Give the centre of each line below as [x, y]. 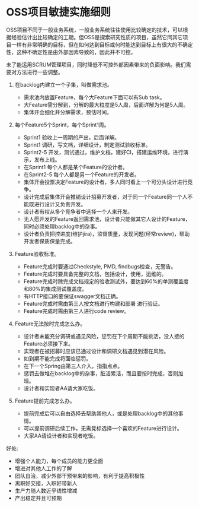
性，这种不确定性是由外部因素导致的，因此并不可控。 [71, 52]
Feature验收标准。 [37, 253]
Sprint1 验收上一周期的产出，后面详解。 [72, 137]
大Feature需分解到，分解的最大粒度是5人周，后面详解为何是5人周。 [106, 104]
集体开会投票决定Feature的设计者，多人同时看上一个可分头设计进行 [105, 182]
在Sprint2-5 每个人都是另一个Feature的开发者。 [81, 174]
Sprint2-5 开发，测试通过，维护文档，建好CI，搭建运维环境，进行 [103, 152]
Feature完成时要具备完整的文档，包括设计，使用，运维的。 [95, 274]
